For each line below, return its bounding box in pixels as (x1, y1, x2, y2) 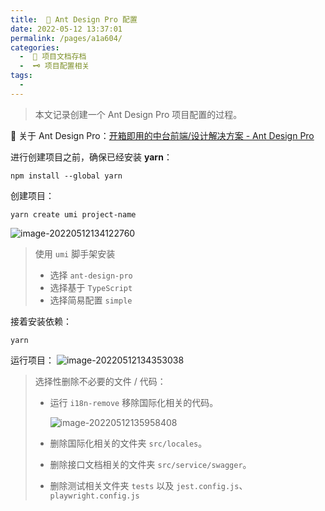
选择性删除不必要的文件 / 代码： (34, 375, 167, 387)
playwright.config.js (49, 491, 140, 501)
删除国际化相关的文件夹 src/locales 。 (49, 437, 208, 449)
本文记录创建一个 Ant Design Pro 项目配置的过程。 (34, 108, 243, 120)
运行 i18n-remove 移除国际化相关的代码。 (49, 396, 219, 408)
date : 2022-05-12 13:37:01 (10, 24, 123, 34)
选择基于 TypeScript (49, 281, 133, 293)
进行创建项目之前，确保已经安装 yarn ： (10, 151, 173, 163)
